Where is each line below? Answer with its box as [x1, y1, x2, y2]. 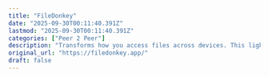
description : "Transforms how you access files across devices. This [8, 42, 246, 50]
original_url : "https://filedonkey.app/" [8, 49, 149, 57]
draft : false [8, 57, 52, 65]
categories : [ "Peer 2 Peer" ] [8, 34, 106, 43]
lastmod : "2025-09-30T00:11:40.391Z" [8, 26, 134, 34]
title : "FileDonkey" [8, 11, 78, 20]
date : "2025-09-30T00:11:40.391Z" [8, 19, 124, 27]
